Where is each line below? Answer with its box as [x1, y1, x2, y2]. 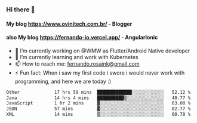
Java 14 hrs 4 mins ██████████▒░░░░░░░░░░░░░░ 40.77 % [6, 95, 191, 101]
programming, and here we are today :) [14, 78, 112, 85]
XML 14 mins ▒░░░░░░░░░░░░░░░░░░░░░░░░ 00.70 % [6, 112, 191, 118]
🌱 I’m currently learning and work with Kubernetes [14, 53, 138, 60]
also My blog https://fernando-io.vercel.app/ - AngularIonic [6, 34, 158, 41]
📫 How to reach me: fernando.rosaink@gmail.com [14, 60, 140, 67]
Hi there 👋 [6, 5, 36, 14]
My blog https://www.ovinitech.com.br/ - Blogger [6, 20, 133, 27]
